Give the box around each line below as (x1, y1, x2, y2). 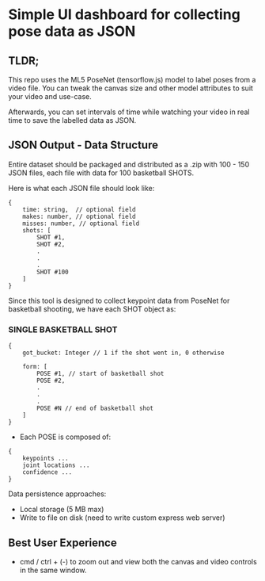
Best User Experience (8, 536, 117, 549)
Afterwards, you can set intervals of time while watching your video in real (8, 107, 250, 117)
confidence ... (22, 468, 73, 476)
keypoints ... (22, 454, 69, 463)
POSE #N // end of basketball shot (36, 404, 154, 413)
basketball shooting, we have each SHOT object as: (8, 304, 176, 314)
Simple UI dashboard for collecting (8, 6, 241, 24)
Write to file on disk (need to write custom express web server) (19, 513, 225, 522)
